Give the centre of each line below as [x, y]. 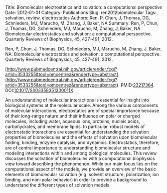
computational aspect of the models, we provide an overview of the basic [81, 169]
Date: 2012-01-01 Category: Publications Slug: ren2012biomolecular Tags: [81, 12]
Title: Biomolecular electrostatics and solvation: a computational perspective [83, 7]
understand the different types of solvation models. [58, 185]
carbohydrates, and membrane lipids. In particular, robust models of [75, 126]
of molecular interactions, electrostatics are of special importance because [82, 110]
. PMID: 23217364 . [136, 85]
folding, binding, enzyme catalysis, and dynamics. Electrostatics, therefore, [82, 142]
